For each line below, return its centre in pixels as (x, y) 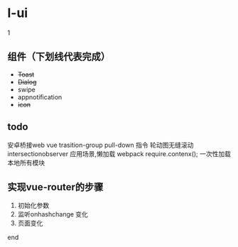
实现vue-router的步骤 (55, 187)
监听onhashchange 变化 (53, 214)
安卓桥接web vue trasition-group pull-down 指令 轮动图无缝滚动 (101, 145)
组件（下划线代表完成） (59, 57)
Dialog (27, 82)
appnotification (40, 97)
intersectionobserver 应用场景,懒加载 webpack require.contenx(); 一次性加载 (119, 153)
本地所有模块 (26, 163)
